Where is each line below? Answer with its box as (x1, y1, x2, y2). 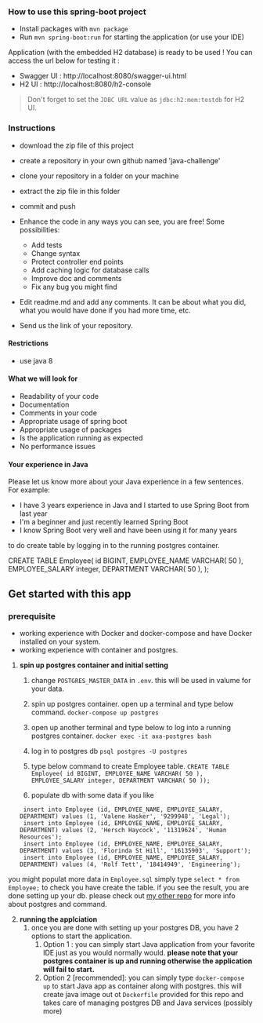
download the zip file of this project (19, 141, 135, 150)
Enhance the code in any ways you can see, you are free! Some (19, 217, 225, 226)
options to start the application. (31, 931, 132, 941)
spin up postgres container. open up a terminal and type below (31, 699, 234, 708)
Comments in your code (19, 408, 98, 418)
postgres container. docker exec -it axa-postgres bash (31, 731, 212, 740)
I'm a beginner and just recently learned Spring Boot (19, 517, 189, 527)
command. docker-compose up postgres (31, 707, 159, 717)
